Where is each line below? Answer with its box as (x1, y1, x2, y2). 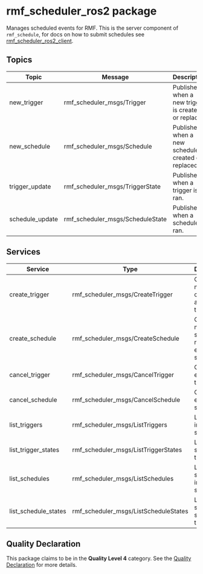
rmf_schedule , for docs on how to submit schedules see (6, 30, 145, 38)
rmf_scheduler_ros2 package (6, 4, 157, 18)
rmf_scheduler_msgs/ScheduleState (63, 215, 167, 223)
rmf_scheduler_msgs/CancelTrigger (72, 370, 174, 379)
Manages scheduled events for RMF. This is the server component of (6, 24, 179, 32)
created (172, 153, 195, 162)
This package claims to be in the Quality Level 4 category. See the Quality (6, 555, 192, 562)
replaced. (172, 161, 199, 169)
